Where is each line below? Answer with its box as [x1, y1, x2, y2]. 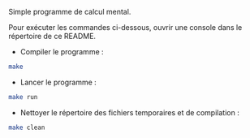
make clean [8, 123, 45, 132]
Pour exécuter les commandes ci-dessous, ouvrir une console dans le [8, 23, 243, 32]
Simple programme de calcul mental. [8, 7, 131, 16]
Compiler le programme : [19, 47, 104, 56]
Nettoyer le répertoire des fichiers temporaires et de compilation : [19, 107, 239, 117]
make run [8, 93, 38, 101]
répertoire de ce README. [8, 32, 96, 41]
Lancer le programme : [19, 77, 97, 87]
